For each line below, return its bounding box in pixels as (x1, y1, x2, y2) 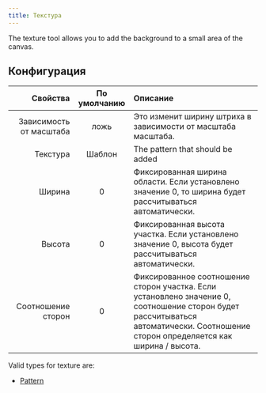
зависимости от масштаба (133, 121, 236, 132)
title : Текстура (8, 11, 62, 20)
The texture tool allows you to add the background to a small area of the (8, 33, 243, 43)
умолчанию (78, 98, 126, 109)
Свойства (31, 93, 70, 104)
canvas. (8, 41, 34, 51)
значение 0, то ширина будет (133, 187, 246, 198)
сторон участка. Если (133, 282, 217, 293)
